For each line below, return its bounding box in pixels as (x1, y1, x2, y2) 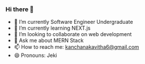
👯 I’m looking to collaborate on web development (13, 31, 132, 38)
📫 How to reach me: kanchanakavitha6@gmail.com (13, 44, 140, 51)
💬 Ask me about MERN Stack (13, 37, 84, 44)
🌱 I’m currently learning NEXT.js (13, 24, 91, 31)
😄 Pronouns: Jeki (13, 52, 57, 59)
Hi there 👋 (5, 5, 34, 13)
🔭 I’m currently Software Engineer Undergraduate (13, 19, 133, 26)
